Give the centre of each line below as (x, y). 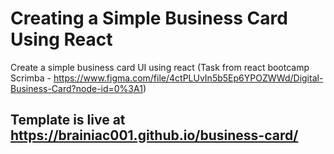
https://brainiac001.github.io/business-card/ (154, 135)
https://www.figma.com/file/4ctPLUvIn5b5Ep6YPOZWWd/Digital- (188, 78)
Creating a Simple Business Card (149, 18)
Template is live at (68, 120)
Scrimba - (31, 78)
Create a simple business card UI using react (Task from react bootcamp (160, 67)
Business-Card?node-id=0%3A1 (76, 88)
